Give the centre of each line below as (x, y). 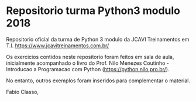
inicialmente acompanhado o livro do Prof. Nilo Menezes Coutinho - (88, 63)
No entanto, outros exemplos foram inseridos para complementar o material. (98, 81)
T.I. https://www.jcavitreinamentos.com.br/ (58, 46)
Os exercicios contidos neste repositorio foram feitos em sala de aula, (90, 57)
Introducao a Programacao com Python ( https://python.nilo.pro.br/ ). (88, 69)
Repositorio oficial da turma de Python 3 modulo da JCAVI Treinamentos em (98, 39)
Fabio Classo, (23, 92)
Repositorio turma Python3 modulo (93, 11)
